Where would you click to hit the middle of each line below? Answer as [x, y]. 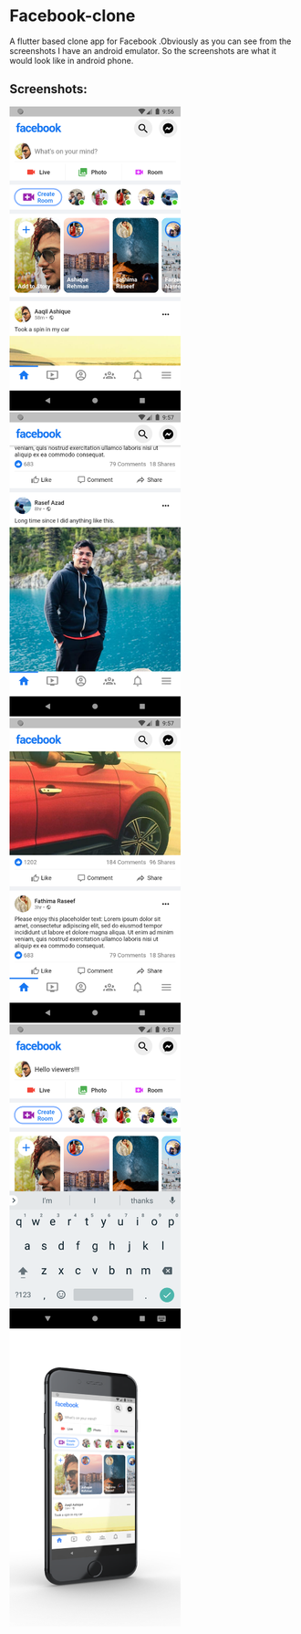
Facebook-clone [73, 16]
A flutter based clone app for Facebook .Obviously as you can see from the [150, 41]
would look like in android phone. [72, 60]
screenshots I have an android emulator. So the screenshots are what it [143, 50]
